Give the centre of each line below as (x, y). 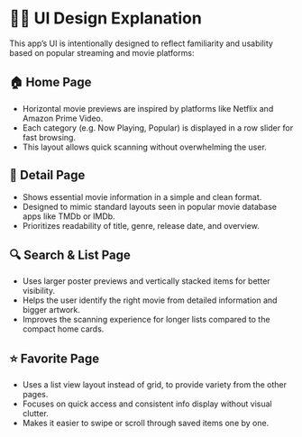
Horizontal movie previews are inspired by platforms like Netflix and (148, 108)
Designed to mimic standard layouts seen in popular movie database (150, 206)
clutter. (36, 414)
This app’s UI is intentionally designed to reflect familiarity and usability (141, 43)
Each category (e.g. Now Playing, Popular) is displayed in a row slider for (158, 127)
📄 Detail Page (47, 175)
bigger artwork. (51, 310)
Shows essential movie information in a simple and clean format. (142, 196)
